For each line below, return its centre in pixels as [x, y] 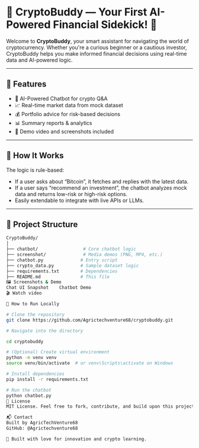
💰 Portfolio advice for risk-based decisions [67, 114]
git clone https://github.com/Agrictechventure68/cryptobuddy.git [90, 320]
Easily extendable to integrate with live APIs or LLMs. [79, 200]
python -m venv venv [32, 358]
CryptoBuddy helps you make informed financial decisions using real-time [97, 53]
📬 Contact [20, 417]
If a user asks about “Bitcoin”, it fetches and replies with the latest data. [102, 181]
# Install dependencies [36, 374]
